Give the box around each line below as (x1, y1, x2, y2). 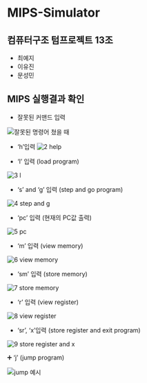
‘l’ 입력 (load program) (17, 157, 79, 166)
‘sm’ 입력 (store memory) (17, 269, 88, 278)
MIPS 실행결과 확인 (7, 93, 85, 105)
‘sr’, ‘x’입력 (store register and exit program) (17, 326, 141, 334)
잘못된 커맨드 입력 (17, 113, 66, 121)
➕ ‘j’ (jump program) (7, 353, 65, 362)
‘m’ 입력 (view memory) (17, 241, 84, 250)
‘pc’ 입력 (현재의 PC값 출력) (17, 213, 92, 222)
